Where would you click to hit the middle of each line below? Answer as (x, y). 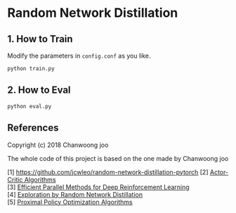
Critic (15, 179)
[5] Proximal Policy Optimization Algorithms (70, 202)
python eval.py (29, 106)
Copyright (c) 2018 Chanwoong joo (58, 145)
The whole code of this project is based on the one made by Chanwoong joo (118, 158)
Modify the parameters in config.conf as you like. (79, 56)
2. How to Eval (39, 90)
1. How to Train (40, 39)
